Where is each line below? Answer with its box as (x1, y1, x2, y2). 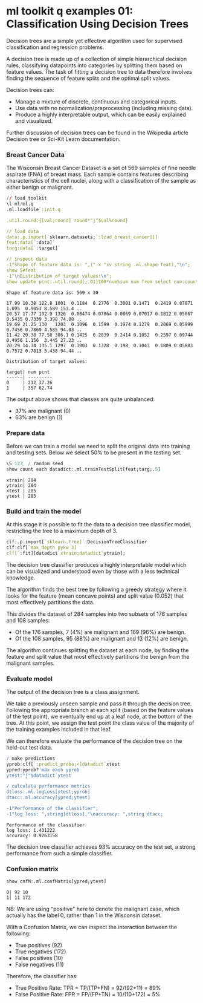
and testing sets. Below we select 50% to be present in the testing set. (6, 449, 182, 456)
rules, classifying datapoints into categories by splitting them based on (6, 62, 182, 69)
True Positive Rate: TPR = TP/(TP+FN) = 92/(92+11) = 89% (14, 984, 161, 992)
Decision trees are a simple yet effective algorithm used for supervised (6, 37, 182, 44)
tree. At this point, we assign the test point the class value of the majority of (6, 719, 195, 727)
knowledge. (6, 573, 36, 581)
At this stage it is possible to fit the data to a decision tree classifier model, (6, 520, 192, 528)
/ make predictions (6, 755, 56, 762)
